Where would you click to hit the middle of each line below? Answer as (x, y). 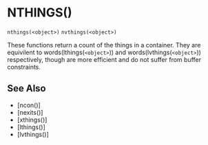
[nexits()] (30, 112)
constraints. (24, 67)
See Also (27, 88)
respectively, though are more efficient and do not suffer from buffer (104, 59)
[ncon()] (29, 105)
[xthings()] (32, 120)
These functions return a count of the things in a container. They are (104, 45)
